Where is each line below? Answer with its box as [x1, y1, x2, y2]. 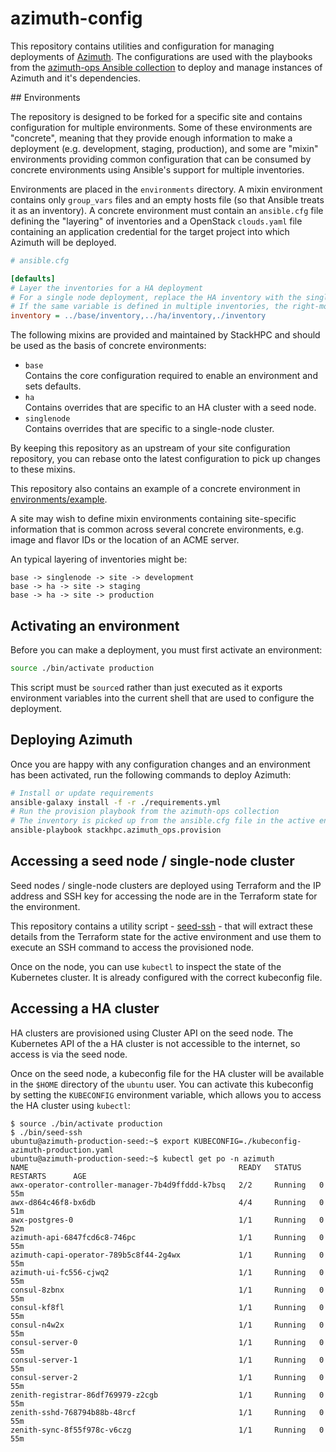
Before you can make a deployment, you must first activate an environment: [10, 644, 323, 656]
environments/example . [10, 493, 108, 506]
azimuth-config [10, 7, 143, 30]
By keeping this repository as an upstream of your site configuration [10, 442, 291, 454]
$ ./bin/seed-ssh [10, 1127, 83, 1137]
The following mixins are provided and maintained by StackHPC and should [10, 329, 321, 341]
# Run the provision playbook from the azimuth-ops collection [10, 807, 280, 817]
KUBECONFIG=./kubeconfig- [193, 1136, 302, 1146]
